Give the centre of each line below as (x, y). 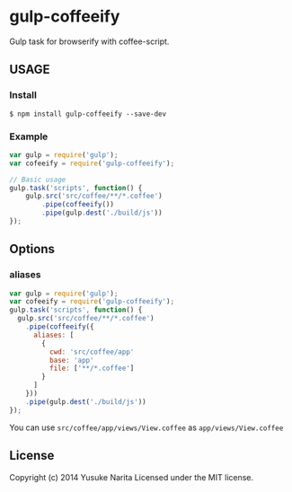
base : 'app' (71, 360)
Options (32, 249)
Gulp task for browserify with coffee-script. (89, 41)
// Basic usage (38, 180)
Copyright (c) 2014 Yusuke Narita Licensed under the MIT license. (132, 477)
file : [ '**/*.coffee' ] (92, 369)
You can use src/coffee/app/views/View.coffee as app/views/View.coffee (146, 427)
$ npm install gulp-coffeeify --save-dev (88, 114)
